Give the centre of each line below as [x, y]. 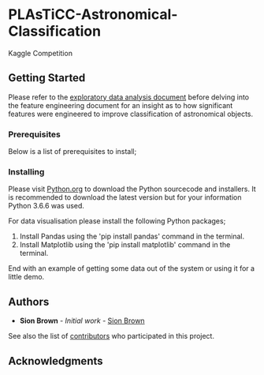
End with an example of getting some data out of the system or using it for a [131, 268]
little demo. [26, 277]
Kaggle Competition [41, 53]
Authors [29, 302]
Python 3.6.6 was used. [46, 206]
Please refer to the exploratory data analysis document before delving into [129, 97]
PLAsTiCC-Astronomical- [93, 15]
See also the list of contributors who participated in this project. [112, 336]
